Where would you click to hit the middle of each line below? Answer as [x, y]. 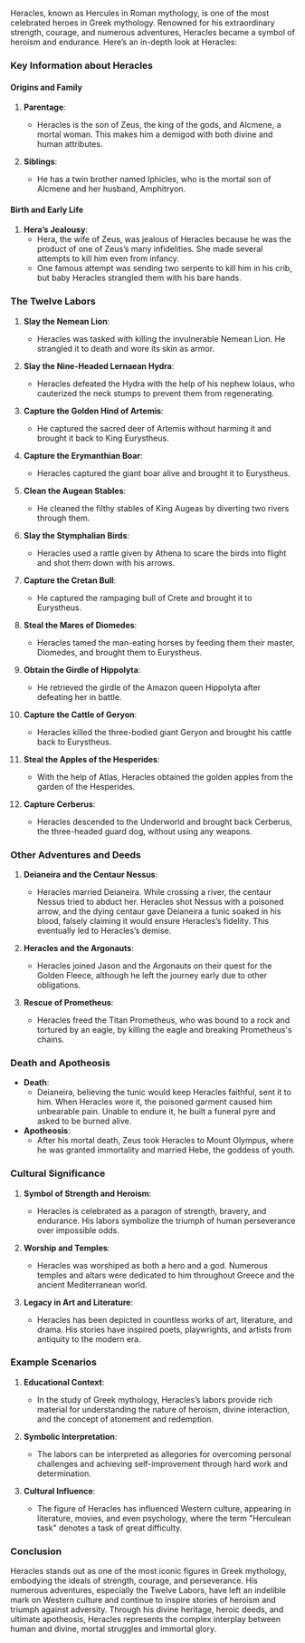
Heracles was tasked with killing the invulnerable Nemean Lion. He [161, 338]
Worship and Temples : [67, 1248]
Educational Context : [64, 1382]
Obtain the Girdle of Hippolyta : [82, 669]
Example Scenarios [54, 1362]
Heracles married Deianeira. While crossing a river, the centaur [154, 891]
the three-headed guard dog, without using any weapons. [144, 831]
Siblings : [40, 161]
